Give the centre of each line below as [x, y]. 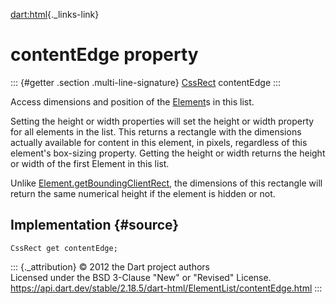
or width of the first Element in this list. [90, 163]
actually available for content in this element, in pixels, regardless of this [159, 142]
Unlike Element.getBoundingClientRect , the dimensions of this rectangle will [166, 183]
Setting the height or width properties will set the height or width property [162, 121]
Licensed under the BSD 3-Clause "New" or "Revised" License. [141, 277]
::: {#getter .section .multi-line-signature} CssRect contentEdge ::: [146, 82]
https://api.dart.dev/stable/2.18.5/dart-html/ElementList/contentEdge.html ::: [166, 288]
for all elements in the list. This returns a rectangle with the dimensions [156, 131]
